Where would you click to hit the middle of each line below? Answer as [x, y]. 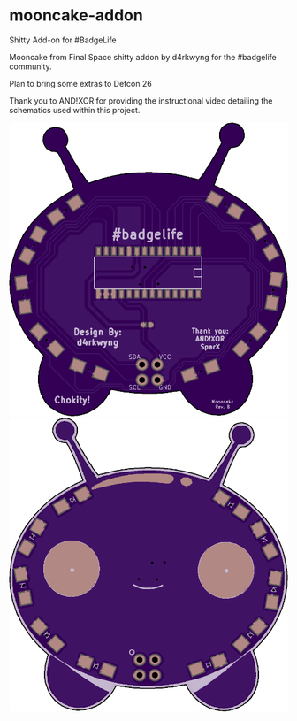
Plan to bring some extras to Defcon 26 [80, 83]
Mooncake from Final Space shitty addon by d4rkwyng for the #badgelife [143, 57]
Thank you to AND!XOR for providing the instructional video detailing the [141, 100]
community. [30, 66]
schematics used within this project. [75, 110]
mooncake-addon [76, 15]
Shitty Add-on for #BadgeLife [63, 40]
